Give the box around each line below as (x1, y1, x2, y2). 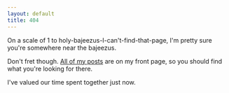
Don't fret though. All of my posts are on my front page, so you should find (7, 57, 223, 65)
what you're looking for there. (7, 64, 93, 73)
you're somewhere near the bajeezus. (7, 43, 117, 52)
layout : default (7, 10, 55, 17)
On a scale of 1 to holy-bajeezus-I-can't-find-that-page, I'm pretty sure (7, 36, 212, 44)
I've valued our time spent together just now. (7, 78, 137, 86)
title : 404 (7, 17, 39, 24)
